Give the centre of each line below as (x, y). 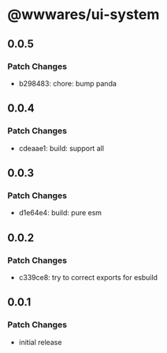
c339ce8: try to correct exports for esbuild (88, 277)
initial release (40, 342)
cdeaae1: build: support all (61, 148)
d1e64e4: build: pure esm (60, 213)
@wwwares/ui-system (83, 15)
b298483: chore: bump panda (68, 83)
